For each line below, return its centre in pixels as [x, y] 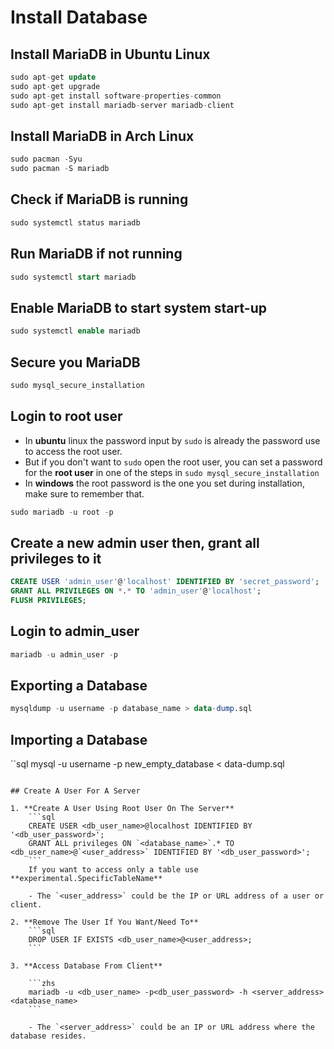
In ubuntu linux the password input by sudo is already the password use [172, 440]
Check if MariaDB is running [99, 199]
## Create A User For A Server [75, 791]
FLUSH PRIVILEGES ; [48, 601]
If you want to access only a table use [113, 870]
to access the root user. [73, 451]
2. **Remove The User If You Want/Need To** [104, 922]
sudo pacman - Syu [46, 159]
